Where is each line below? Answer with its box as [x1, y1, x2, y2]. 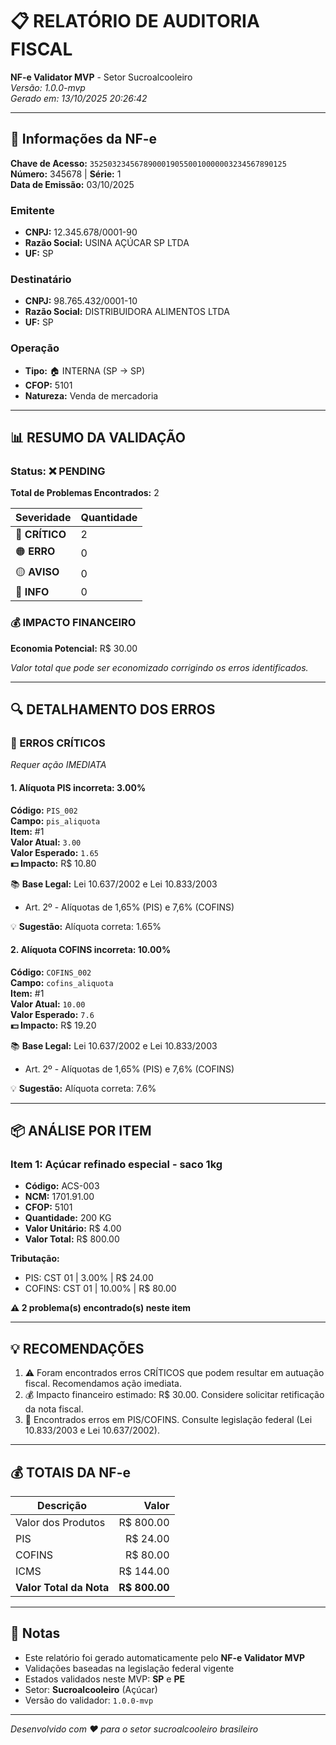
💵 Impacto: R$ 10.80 [10, 857, 97, 869]
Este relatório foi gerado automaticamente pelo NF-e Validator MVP [24, 1651, 306, 1663]
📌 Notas [10, 1625, 61, 1642]
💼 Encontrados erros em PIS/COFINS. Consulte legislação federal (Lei [24, 1414, 313, 1426]
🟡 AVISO [15, 565, 60, 579]
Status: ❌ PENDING [10, 464, 106, 478]
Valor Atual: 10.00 [10, 998, 86, 1010]
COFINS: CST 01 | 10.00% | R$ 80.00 [24, 1283, 177, 1295]
